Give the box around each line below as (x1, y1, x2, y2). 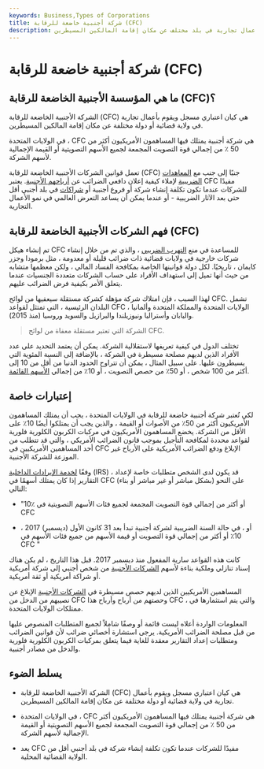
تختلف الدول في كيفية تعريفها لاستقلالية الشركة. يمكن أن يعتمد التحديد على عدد (9, 341, 239, 351)
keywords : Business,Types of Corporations (9, 11, 150, 20)
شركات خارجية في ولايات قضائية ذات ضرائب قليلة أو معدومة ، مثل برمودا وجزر (9, 254, 239, 263)
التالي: (9, 484, 27, 493)
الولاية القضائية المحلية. (20, 752, 88, 761)
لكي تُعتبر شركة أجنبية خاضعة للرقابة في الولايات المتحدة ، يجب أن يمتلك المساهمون (9, 411, 254, 419)
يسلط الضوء (9, 667, 62, 680)
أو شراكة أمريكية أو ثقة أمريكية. (9, 572, 101, 581)
